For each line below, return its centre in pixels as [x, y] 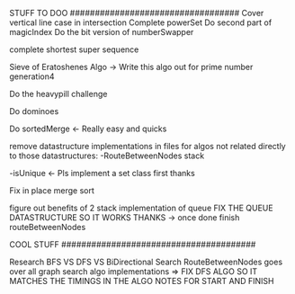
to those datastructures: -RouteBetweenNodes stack [107, 156]
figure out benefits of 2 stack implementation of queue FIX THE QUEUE [141, 208]
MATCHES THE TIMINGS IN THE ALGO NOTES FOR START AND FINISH [142, 281]
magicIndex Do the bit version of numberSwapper [102, 32]
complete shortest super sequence [74, 49]
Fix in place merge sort [52, 191]
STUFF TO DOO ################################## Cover [137, 13]
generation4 [32, 76]
